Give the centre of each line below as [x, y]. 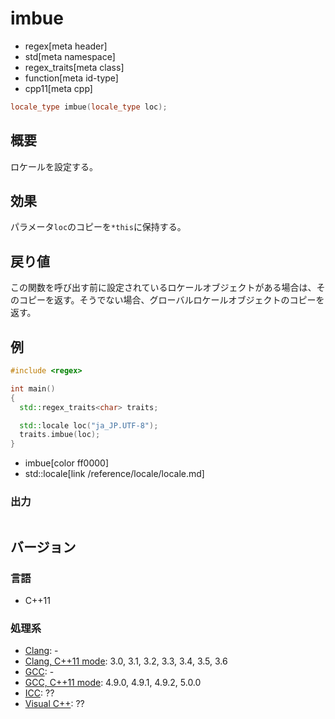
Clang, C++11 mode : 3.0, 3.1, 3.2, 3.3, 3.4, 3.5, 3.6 [126, 661]
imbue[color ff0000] [67, 463]
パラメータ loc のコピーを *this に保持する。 [98, 227]
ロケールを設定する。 [54, 166]
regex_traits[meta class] [74, 67]
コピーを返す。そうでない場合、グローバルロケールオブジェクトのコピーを [171, 300]
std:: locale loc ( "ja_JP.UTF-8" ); [89, 425]
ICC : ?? [39, 693]
